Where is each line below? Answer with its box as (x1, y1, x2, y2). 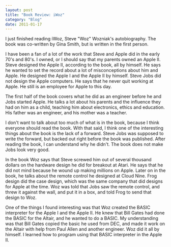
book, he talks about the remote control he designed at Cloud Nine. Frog (5, 173, 157, 179)
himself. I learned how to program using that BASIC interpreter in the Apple (5, 232, 162, 238)
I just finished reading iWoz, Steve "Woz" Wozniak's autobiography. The (5, 36, 156, 42)
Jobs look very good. (5, 146, 50, 153)
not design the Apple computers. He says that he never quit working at (5, 78, 154, 84)
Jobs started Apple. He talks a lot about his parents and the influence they (5, 99, 161, 105)
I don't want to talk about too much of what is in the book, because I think (5, 119, 159, 126)
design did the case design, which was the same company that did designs (5, 178, 163, 184)
